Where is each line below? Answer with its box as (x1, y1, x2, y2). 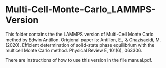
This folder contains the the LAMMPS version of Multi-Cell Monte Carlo (5, 31, 154, 37)
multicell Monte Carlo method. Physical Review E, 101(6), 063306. (5, 47, 142, 53)
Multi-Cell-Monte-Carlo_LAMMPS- (5, 4, 156, 15)
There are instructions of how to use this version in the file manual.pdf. (5, 57, 153, 63)
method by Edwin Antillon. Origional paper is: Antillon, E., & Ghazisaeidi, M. (5, 37, 161, 43)
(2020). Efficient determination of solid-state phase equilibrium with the (5, 42, 155, 48)
